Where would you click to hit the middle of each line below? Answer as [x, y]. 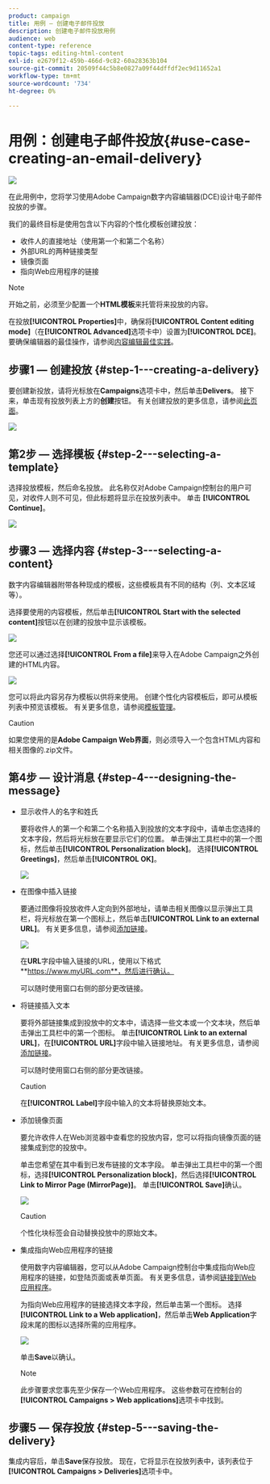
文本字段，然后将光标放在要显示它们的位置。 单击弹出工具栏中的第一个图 [141, 838]
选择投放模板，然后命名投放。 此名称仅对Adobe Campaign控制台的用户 [127, 487]
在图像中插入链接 [48, 891]
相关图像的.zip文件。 [43, 749]
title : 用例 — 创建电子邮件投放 [56, 23]
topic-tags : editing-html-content [66, 53]
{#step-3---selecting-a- [159, 551]
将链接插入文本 [45, 1005]
